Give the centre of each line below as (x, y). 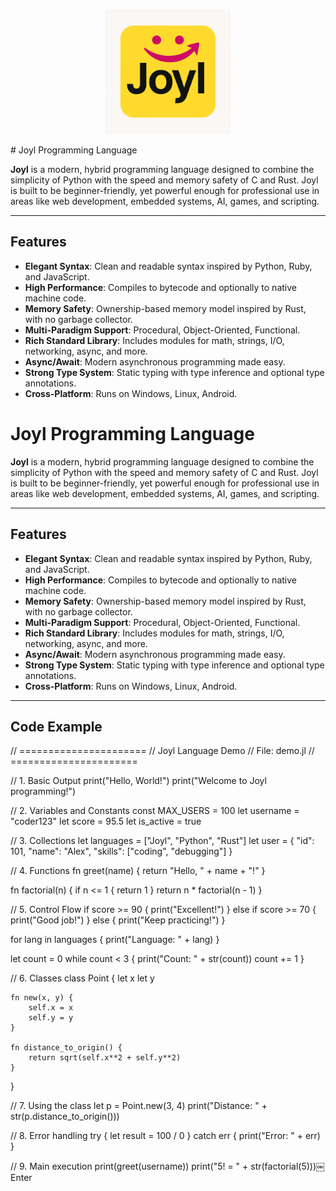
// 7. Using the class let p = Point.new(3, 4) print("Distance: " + (139, 1106)
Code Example (56, 726)
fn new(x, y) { (42, 998)
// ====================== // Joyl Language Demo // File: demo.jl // (162, 751)
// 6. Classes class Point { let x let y (82, 978)
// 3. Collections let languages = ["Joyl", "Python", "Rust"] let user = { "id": (162, 841)
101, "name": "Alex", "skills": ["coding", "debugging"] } (121, 851)
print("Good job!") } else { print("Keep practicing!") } (118, 920)
